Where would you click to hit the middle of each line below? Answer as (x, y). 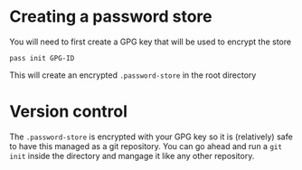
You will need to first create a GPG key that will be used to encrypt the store (151, 42)
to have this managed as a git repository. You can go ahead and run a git (146, 146)
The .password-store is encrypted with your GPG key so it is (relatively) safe (151, 137)
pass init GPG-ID (42, 58)
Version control (69, 112)
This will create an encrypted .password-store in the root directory (133, 75)
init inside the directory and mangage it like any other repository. (132, 156)
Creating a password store (111, 17)
